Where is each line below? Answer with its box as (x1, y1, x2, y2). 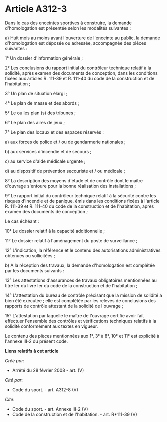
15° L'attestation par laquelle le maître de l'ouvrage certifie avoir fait (5, 312, 144, 318)
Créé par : (5, 357, 25, 363)
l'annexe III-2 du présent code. (5, 338, 68, 344)
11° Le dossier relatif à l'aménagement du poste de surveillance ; (5, 237, 138, 243)
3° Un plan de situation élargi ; (5, 90, 67, 96)
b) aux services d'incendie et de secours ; (5, 148, 92, 154)
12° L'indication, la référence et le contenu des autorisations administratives (5, 247, 161, 253)
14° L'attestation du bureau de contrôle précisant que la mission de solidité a (5, 292, 162, 298)
